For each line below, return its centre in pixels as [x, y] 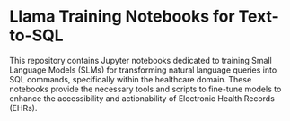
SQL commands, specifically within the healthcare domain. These [131, 79]
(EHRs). [23, 108]
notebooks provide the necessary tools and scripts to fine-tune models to [145, 89]
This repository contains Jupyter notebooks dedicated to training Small [141, 60]
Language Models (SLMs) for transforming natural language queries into [143, 70]
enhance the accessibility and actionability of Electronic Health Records [142, 98]
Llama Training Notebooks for [122, 17]
